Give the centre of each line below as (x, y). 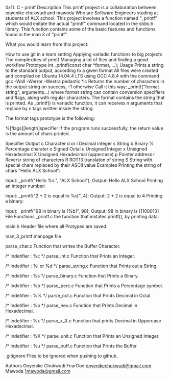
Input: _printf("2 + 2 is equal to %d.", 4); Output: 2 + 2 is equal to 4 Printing (84, 196)
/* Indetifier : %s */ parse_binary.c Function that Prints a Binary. (72, 276)
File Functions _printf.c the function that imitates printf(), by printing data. (82, 217)
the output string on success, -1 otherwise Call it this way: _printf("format (82, 87)
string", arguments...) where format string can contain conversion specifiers (85, 92)
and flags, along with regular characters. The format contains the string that (85, 97)
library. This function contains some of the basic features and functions (80, 29)
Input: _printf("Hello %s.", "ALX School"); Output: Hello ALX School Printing (84, 180)
